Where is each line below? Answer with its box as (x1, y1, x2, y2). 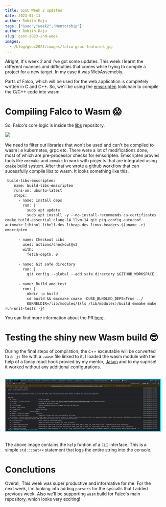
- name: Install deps (18, 198, 63, 203)
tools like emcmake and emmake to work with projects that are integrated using (5, 157, 157, 163)
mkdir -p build (26, 291, 58, 296)
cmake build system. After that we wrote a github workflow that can (5, 163, 140, 169)
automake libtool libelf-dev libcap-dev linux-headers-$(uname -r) (5, 222, 146, 227)
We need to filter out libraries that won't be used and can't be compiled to (5, 142, 154, 148)
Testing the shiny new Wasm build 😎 (5, 332, 159, 343)
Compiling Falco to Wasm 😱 (5, 106, 122, 117)
